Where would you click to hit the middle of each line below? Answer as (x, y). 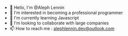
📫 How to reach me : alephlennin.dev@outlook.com (62, 28)
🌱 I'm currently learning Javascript (44, 18)
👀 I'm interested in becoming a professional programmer (66, 13)
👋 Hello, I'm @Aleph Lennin (37, 8)
